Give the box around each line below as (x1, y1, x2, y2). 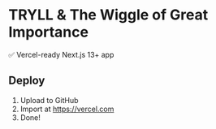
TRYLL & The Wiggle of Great (8, 6, 209, 24)
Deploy (8, 74, 45, 88)
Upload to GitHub (19, 95, 79, 105)
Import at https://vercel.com (19, 104, 114, 114)
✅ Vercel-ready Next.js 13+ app (8, 49, 114, 59)
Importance (8, 23, 89, 41)
